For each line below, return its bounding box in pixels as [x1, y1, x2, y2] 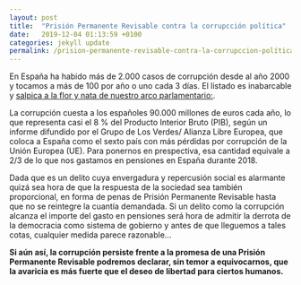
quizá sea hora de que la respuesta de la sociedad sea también [9, 182, 244, 193]
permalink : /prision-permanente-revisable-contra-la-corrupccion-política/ [9, 47, 298, 56]
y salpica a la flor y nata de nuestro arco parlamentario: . [9, 91, 216, 101]
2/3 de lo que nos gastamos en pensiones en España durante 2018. [9, 155, 258, 166]
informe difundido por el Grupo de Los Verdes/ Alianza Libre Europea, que [9, 126, 284, 137]
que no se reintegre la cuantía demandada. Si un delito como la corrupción [9, 201, 285, 212]
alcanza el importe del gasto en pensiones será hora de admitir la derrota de [9, 211, 291, 221]
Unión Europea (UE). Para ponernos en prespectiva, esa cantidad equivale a [9, 145, 291, 157]
